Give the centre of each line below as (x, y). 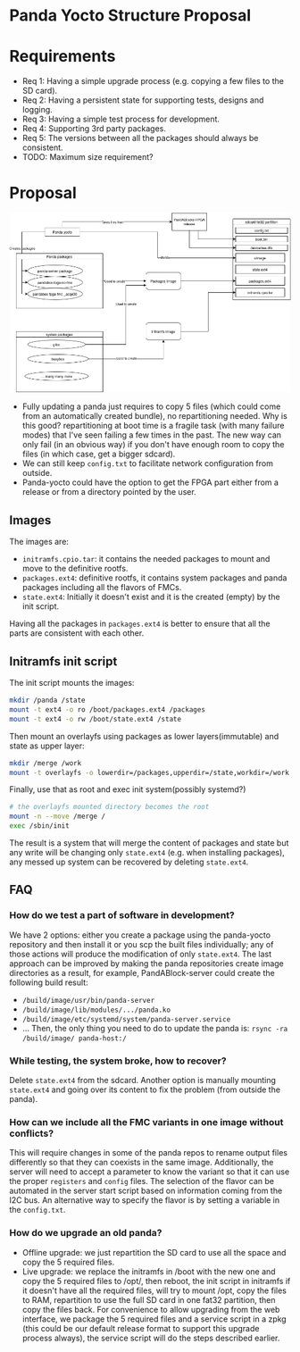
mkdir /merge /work (46, 763)
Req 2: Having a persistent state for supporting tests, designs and (143, 100)
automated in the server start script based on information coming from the (146, 1191)
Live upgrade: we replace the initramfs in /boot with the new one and (149, 1271)
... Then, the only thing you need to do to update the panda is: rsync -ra (155, 1028)
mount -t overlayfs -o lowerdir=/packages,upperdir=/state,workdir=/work (150, 772)
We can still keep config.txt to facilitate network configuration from (148, 463)
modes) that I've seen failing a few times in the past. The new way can (152, 435)
